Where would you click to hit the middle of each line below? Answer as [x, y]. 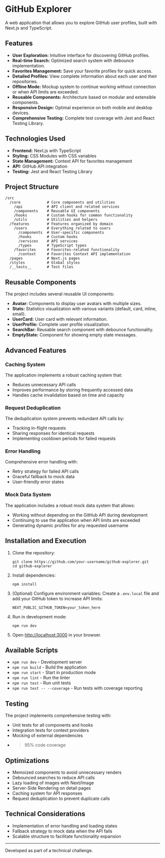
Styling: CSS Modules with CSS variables [54, 155]
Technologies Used [35, 139]
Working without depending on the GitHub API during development [80, 515]
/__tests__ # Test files [41, 267]
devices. [21, 113]
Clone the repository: [34, 552]
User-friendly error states [38, 482]
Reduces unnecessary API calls [44, 384]
